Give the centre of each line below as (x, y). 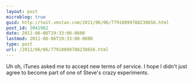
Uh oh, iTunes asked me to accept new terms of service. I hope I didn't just (97, 66)
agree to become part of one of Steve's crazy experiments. (78, 72)
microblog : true (26, 17)
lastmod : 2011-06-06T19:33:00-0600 (50, 39)
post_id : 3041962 (27, 28)
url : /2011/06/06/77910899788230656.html (57, 50)
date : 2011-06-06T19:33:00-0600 (45, 33)
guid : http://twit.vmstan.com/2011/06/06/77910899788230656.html (87, 22)
